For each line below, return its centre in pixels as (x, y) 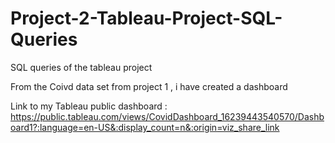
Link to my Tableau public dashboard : (89, 106)
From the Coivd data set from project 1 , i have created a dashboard (149, 86)
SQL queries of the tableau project (81, 67)
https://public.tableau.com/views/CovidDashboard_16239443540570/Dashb (167, 116)
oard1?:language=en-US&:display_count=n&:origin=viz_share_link (145, 127)
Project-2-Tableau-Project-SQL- (146, 18)
